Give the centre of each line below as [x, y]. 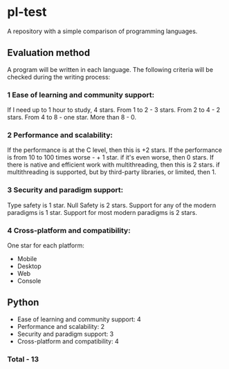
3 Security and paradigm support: [65, 190]
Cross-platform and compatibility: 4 [68, 341]
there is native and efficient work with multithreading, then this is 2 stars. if [113, 165]
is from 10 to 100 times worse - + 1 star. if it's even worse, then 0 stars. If [111, 158]
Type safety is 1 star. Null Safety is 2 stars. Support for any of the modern [112, 205]
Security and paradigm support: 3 [65, 334]
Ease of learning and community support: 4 [79, 319]
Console [29, 281]
